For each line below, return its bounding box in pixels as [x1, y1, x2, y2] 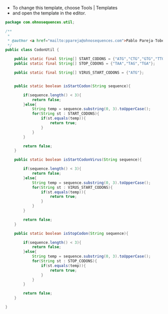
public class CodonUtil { [5, 48, 59, 53]
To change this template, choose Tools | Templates [12, 5, 117, 11]
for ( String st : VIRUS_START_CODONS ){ [31, 185, 113, 190]
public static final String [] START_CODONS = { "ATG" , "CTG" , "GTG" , [14, 57, 155, 62]
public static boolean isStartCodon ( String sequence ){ [14, 83, 131, 89]
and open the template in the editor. [12, 10, 86, 16]
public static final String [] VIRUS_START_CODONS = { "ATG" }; [14, 70, 144, 75]
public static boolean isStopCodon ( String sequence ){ [14, 231, 128, 236]
